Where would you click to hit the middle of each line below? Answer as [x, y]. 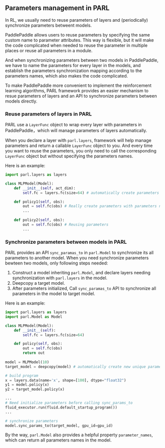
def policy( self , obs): [38, 344]
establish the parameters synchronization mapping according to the [74, 71]
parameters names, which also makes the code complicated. [67, 75]
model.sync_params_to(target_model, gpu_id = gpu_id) [59, 426]
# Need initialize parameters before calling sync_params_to [69, 403]
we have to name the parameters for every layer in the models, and [73, 65]
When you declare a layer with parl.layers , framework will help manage [78, 141]
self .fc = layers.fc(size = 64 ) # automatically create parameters [91, 193]
